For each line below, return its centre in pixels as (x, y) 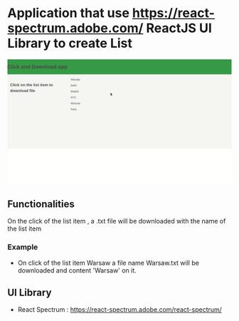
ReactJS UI (179, 28)
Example (23, 247)
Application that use (69, 13)
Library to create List (70, 43)
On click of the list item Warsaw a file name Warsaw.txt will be (108, 263)
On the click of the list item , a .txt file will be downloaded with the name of (117, 221)
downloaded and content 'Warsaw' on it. (77, 270)
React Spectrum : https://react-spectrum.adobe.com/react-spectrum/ (120, 310)
